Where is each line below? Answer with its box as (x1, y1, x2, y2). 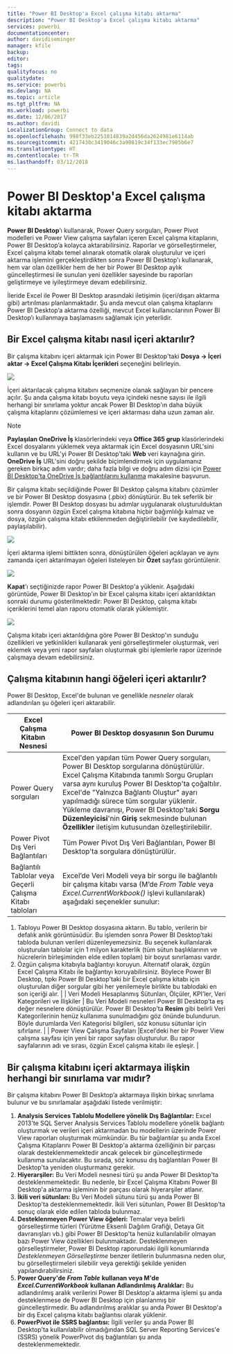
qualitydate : (7, 74, 45, 82)
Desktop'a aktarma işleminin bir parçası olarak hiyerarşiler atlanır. (17, 1185, 204, 1194)
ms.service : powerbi (7, 81, 67, 88)
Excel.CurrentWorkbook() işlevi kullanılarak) (62, 888, 206, 898)
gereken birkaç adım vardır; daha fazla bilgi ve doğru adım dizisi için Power (7, 464, 222, 473)
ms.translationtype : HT (7, 146, 76, 153)
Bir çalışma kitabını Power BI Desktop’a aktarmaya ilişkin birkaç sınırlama (7, 1091, 214, 1099)
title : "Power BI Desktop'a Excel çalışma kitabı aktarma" (7, 10, 182, 17)
